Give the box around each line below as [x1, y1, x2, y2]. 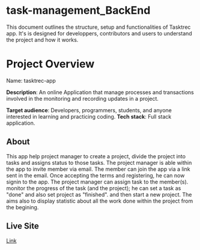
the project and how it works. [6, 36, 79, 43]
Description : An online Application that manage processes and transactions [6, 88, 194, 96]
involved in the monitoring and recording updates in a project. [6, 95, 159, 102]
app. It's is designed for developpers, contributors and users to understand [6, 29, 192, 37]
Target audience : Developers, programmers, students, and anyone [6, 106, 172, 114]
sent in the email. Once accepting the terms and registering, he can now [6, 171, 185, 179]
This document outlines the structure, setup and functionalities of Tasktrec [6, 23, 191, 31]
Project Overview [6, 58, 95, 71]
